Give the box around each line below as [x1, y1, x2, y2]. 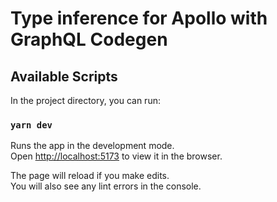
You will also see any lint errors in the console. [10, 180, 202, 192]
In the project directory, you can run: [10, 95, 161, 106]
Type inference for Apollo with [10, 7, 268, 30]
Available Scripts [10, 68, 118, 85]
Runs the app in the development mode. [10, 140, 175, 152]
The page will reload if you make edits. [10, 170, 170, 182]
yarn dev [10, 119, 53, 131]
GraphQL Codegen [10, 28, 168, 51]
